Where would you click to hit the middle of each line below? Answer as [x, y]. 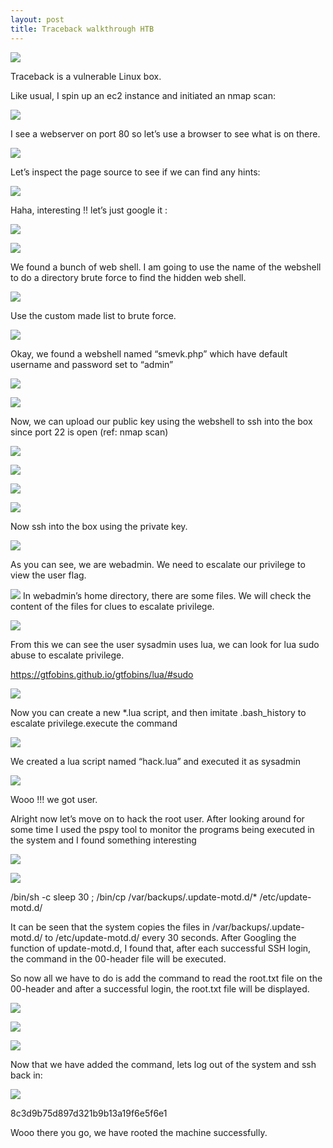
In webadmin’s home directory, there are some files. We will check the [167, 595]
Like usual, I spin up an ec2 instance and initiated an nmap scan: [143, 95]
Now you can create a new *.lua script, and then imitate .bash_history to [158, 712]
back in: [26, 1075]
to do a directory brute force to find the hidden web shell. [128, 277]
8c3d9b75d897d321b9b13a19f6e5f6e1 [89, 1113]
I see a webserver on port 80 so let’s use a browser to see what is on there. [165, 133]
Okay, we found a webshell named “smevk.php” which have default [149, 353]
